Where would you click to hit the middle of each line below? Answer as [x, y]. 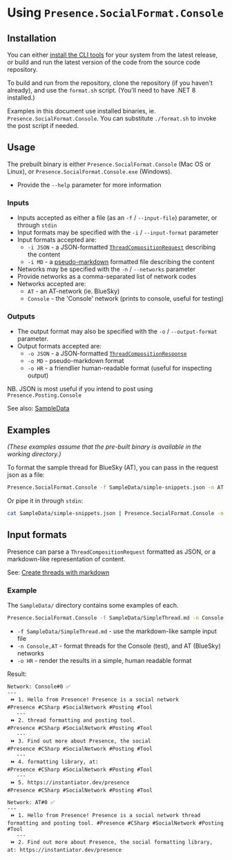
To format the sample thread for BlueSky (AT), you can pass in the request [113, 467]
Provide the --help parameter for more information [89, 185]
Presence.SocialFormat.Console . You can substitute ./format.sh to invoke [112, 118]
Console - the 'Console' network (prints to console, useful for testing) [126, 299]
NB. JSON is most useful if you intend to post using [80, 389]
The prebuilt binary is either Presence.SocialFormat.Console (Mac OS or [109, 164]
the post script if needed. [43, 125]
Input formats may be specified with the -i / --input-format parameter [118, 232]
